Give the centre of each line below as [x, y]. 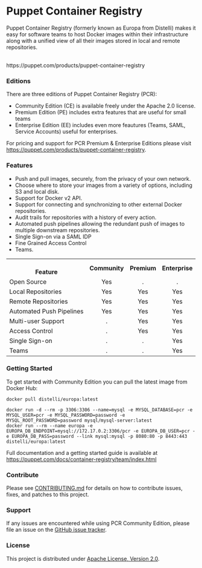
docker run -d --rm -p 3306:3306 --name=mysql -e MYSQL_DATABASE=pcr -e [99, 410]
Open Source [28, 281]
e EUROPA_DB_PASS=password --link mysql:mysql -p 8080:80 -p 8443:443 [97, 436]
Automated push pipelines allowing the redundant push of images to [100, 224]
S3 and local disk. [37, 191]
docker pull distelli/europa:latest [52, 399]
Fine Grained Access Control [51, 243]
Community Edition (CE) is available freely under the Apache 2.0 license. [105, 106]
